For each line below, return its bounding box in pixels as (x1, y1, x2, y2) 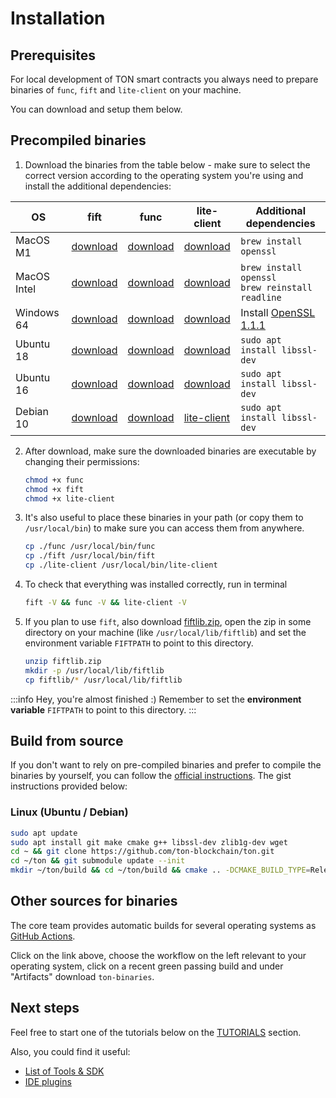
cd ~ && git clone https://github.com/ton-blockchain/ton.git (10, 847, 275, 857)
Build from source (10, 732, 124, 749)
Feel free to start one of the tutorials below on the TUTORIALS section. (10, 1026, 302, 1038)
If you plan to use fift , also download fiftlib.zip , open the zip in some (24, 615, 312, 627)
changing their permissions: (24, 455, 140, 467)
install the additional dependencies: (24, 180, 172, 192)
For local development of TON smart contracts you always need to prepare (10, 73, 319, 85)
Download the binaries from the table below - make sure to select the (24, 158, 311, 171)
